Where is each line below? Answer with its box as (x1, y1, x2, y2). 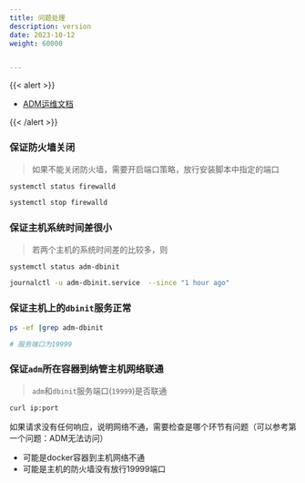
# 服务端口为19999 (9, 339, 73, 349)
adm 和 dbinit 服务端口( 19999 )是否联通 (31, 385, 168, 396)
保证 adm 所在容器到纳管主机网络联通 (9, 363, 164, 375)
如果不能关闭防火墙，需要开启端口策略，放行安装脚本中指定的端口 (31, 163, 280, 174)
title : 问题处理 (9, 13, 66, 23)
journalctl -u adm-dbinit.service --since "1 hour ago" (9, 279, 230, 288)
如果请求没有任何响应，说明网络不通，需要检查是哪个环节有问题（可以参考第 (9, 421, 297, 432)
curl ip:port (9, 403, 59, 413)
